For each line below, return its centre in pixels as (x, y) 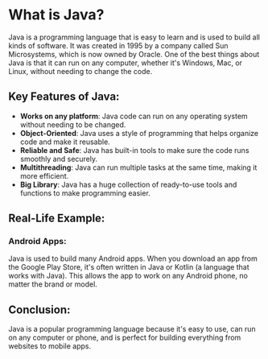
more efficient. (44, 175)
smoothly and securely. (59, 159)
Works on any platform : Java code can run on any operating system (134, 116)
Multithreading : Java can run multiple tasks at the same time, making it (138, 167)
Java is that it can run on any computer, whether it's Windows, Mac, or (126, 63)
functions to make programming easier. (85, 193)
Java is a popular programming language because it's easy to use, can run (132, 329)
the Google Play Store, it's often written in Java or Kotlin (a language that (129, 267)
